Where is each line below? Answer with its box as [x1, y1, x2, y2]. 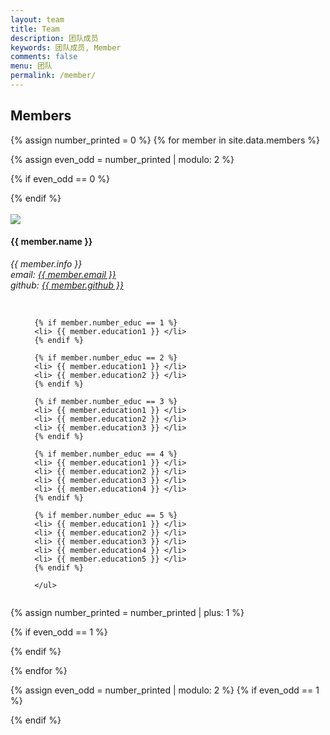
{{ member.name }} [10, 236, 93, 248]
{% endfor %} [10, 664, 68, 676]
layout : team [10, 14, 65, 25]
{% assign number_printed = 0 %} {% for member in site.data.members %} [10, 134, 320, 146]
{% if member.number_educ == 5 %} [34, 510, 178, 520]
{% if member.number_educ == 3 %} [34, 396, 178, 406]
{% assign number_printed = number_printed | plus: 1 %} [10, 606, 245, 618]
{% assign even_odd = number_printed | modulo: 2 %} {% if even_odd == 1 [10, 684, 320, 696]
